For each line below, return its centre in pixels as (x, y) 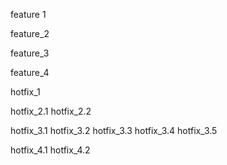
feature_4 (30, 72)
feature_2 (30, 33)
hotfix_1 (25, 92)
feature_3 (30, 53)
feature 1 (28, 14)
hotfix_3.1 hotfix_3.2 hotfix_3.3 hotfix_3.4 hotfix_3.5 (114, 130)
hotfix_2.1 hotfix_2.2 (51, 111)
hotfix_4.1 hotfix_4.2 (50, 150)
